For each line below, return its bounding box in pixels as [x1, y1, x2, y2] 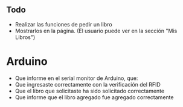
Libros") [14, 33, 36, 41]
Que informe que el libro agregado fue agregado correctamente [14, 93, 174, 101]
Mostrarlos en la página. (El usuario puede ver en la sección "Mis [14, 27, 178, 34]
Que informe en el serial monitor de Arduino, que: [14, 75, 138, 82]
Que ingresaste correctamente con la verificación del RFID [14, 81, 161, 88]
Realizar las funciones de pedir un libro [14, 20, 113, 28]
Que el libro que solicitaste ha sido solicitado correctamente [14, 87, 165, 94]
